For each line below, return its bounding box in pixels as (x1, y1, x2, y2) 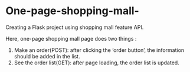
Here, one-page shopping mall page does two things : (5, 35, 137, 42)
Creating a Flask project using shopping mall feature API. (5, 24, 144, 31)
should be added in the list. (14, 53, 80, 60)
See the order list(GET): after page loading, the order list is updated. (14, 59, 179, 66)
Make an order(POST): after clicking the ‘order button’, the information (14, 46, 185, 54)
